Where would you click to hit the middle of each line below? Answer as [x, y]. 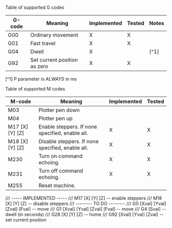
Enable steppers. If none [68, 127]
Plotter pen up [55, 118]
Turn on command [60, 156]
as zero [39, 66]
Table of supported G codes [35, 7]
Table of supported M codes [35, 89]
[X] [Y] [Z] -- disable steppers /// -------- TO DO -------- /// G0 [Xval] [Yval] [86, 203]
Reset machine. [57, 185]
